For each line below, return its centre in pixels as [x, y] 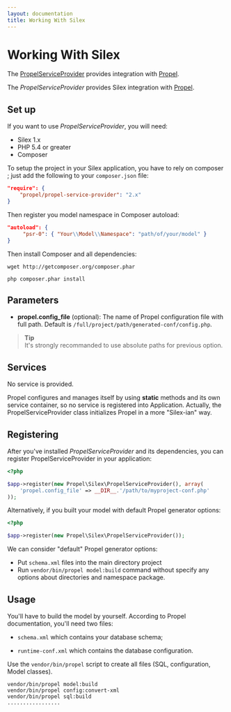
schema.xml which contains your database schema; [90, 637]
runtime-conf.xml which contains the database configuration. [105, 651]
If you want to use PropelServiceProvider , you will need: [88, 126]
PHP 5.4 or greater [44, 147]
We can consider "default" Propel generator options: [82, 549]
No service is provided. [41, 384]
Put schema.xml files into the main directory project [89, 563]
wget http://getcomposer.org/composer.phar [71, 267]
